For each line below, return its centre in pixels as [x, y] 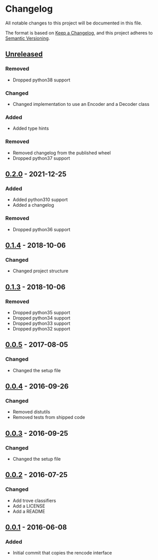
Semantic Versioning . [28, 38]
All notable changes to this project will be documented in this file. [74, 23]
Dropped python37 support [41, 158]
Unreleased [24, 54]
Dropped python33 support [41, 323]
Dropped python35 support [41, 312]
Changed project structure [41, 271]
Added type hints [31, 128]
